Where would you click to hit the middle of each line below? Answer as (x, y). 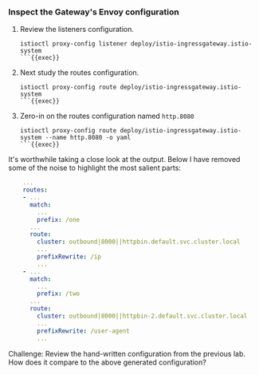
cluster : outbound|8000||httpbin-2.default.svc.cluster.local (142, 316)
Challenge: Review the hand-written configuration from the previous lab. (127, 353)
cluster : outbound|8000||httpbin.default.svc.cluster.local (139, 242)
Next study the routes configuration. (79, 73)
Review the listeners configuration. (77, 30)
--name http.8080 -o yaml (88, 138)
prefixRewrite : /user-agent (83, 331)
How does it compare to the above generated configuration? (108, 362)
